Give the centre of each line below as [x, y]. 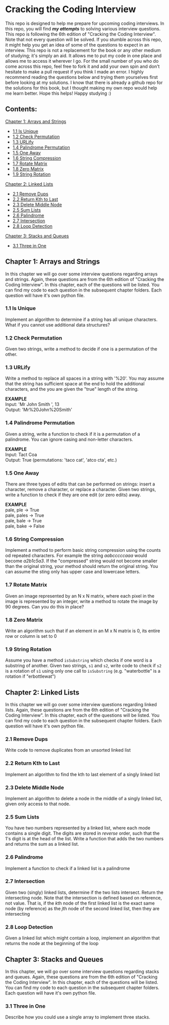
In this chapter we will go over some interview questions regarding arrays [81, 274]
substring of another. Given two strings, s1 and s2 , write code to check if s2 [83, 666]
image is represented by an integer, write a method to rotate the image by [81, 601]
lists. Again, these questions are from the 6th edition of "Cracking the [77, 710]
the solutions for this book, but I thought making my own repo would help [81, 88]
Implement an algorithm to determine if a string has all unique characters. [81, 319]
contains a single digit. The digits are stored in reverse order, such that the [82, 833]
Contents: [21, 109]
